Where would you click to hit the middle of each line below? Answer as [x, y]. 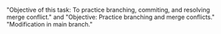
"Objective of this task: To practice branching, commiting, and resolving [108, 10]
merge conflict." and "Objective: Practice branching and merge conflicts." [110, 17]
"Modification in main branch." [50, 24]
